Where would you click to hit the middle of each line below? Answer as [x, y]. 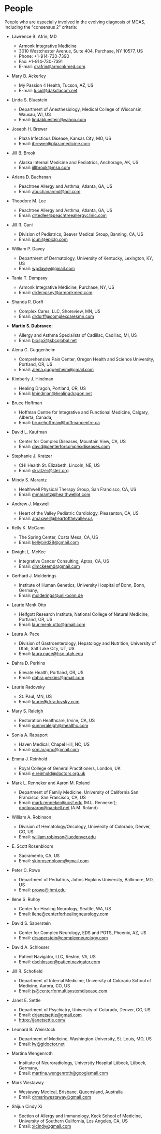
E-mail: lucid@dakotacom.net [48, 90]
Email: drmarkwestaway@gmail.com [55, 1097]
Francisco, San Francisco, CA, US [52, 797]
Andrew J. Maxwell [30, 504]
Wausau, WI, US [35, 114]
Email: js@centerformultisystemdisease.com [63, 991]
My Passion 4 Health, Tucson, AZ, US [56, 85]
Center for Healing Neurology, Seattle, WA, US [65, 908]
